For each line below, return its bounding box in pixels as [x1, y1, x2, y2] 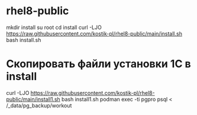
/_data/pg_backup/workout [6, 102, 72, 109]
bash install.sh [6, 36, 41, 43]
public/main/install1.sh [6, 95, 60, 103]
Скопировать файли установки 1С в [6, 57, 191, 71]
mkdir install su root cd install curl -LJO [6, 24, 102, 31]
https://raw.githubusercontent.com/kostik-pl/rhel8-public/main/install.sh [6, 30, 182, 37]
